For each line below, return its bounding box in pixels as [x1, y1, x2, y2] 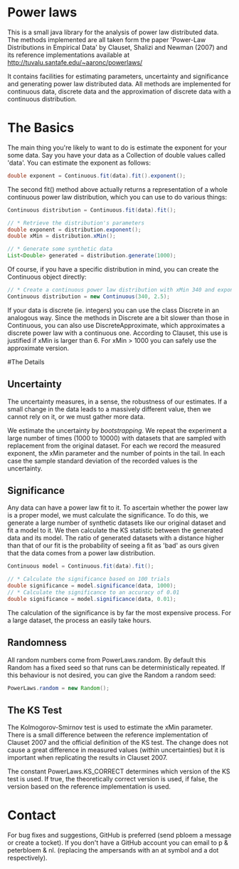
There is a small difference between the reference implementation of [7, 731, 208, 739]
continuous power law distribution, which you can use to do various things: [7, 192, 228, 201]
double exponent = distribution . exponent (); [7, 226, 142, 233]
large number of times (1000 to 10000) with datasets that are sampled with [7, 433, 226, 442]
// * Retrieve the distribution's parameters [7, 219, 144, 227]
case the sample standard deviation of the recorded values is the [7, 456, 198, 465]
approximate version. [7, 344, 70, 352]
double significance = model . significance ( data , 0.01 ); [7, 595, 176, 602]
